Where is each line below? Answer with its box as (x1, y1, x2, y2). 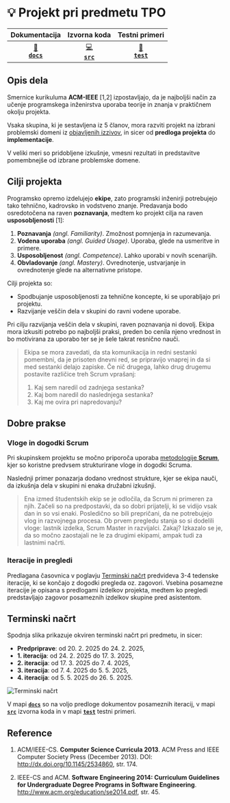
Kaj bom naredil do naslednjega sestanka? (34, 390, 154, 398)
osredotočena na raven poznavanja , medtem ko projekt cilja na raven (7, 208, 203, 217)
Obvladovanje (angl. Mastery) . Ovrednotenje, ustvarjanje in (16, 259, 186, 267)
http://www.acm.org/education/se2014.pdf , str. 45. (16, 788, 161, 796)
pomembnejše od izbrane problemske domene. (7, 156, 140, 164)
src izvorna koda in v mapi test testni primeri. (7, 708, 137, 716)
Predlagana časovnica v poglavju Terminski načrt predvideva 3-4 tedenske (7, 571, 219, 579)
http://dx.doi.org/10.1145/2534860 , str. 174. (16, 760, 138, 769)
